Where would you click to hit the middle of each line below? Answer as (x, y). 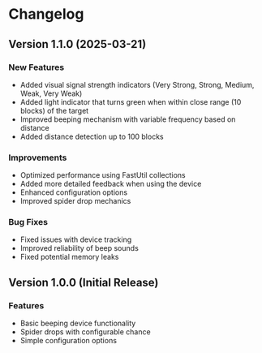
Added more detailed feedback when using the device (111, 184)
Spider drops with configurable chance (86, 332)
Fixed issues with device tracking (76, 239)
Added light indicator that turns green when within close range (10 (131, 101)
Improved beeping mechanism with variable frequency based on (128, 119)
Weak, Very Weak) (51, 93)
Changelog (46, 14)
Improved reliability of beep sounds (79, 248)
